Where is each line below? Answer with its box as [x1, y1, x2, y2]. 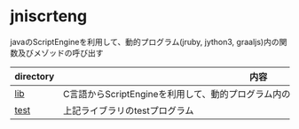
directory [14, 70, 55, 82]
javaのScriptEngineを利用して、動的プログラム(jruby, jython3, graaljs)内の [10, 36, 279, 47]
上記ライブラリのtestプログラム [62, 104, 194, 117]
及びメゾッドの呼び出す [17, 47, 104, 58]
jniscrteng [10, 6, 88, 27]
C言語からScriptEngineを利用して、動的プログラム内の [62, 87, 291, 100]
